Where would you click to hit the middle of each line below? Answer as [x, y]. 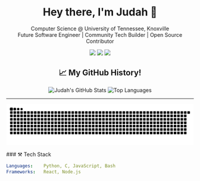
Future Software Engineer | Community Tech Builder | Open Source [100, 34]
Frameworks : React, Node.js [44, 172]
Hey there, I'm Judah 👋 [100, 12]
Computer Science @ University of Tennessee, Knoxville [100, 28]
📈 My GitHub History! [100, 73]
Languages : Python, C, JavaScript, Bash [61, 166]
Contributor [100, 41]
